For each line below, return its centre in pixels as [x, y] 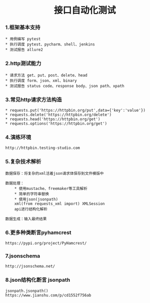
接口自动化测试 [85, 10]
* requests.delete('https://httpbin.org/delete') [59, 115]
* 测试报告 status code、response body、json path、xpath [65, 86]
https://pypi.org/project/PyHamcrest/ [46, 243]
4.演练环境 [18, 137]
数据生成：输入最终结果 [26, 219]
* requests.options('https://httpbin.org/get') [56, 124]
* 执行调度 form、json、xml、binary [41, 81]
